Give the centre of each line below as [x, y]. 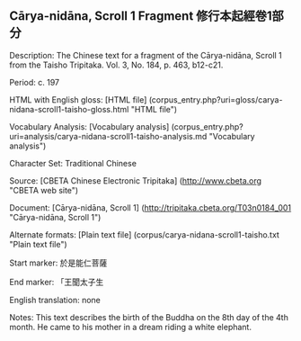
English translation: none [55, 300]
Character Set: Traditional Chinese [73, 163]
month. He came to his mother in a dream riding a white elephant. [130, 327]
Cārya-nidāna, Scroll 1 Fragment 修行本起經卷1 [141, 16]
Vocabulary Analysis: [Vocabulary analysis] [89, 126]
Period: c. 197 [35, 82]
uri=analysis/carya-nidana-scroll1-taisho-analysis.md [108, 136]
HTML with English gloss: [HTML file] [78, 99]
